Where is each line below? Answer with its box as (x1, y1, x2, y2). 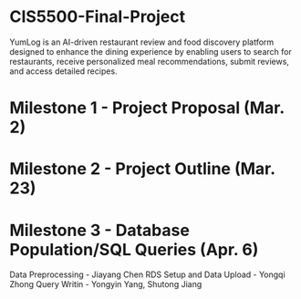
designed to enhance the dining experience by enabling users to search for (9, 46, 292, 57)
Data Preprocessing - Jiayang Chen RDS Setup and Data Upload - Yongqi (9, 269, 285, 280)
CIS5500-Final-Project (9, 6, 186, 27)
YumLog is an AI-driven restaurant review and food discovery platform (9, 36, 275, 47)
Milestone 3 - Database (9, 220, 190, 241)
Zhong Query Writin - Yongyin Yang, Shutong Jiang (9, 279, 202, 290)
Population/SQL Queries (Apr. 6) (9, 239, 259, 260)
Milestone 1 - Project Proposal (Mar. (9, 98, 285, 119)
